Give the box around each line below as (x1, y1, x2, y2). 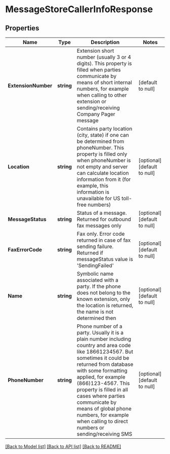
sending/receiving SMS (76, 431, 133, 437)
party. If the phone (76, 283, 121, 290)
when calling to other (76, 92, 127, 98)
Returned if (76, 249, 104, 256)
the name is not (76, 308, 114, 315)
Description (91, 39, 120, 46)
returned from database (76, 361, 134, 368)
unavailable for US (76, 195, 120, 202)
